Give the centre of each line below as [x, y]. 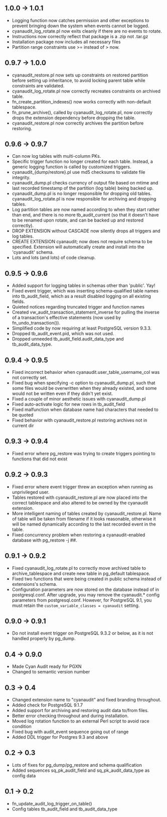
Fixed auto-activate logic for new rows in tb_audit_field [68, 404]
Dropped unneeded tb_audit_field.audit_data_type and [68, 339]
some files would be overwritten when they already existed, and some [84, 388]
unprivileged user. [31, 492]
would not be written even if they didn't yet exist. [62, 393]
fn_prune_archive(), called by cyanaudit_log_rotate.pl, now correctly [82, 112]
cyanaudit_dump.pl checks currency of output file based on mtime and [85, 183]
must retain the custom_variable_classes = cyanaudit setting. [76, 605]
